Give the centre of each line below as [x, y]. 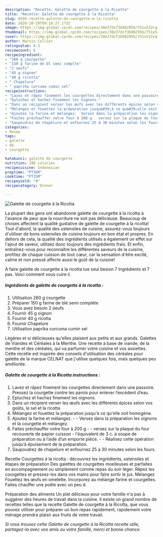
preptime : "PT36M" [24, 172]
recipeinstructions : [26, 91]
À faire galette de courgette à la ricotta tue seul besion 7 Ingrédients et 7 [77, 269]
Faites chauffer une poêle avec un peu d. [46, 484]
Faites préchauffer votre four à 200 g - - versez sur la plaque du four [81, 429]
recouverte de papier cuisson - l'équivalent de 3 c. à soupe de [74, 434]
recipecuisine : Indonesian [32, 168]
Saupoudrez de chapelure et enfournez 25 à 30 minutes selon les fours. [84, 449]
